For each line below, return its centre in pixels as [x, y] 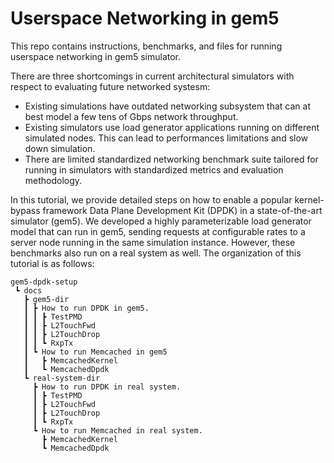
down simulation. [60, 148]
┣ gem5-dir [46, 299]
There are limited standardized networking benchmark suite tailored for [171, 159]
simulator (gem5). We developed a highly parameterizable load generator [161, 221]
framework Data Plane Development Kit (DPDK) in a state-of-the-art [182, 210]
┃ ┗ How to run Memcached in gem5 [95, 352]
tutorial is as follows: [52, 263]
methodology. [53, 180]
